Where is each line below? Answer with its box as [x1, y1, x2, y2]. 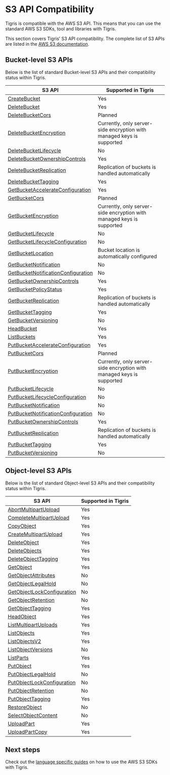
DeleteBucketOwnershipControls [8, 155, 86, 162]
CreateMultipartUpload [8, 531, 63, 538]
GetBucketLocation [8, 249, 54, 256]
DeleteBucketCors [8, 112, 52, 119]
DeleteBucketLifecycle [8, 147, 62, 154]
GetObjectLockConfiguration [8, 588, 76, 595]
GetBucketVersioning [8, 317, 58, 324]
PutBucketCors [8, 350, 44, 357]
